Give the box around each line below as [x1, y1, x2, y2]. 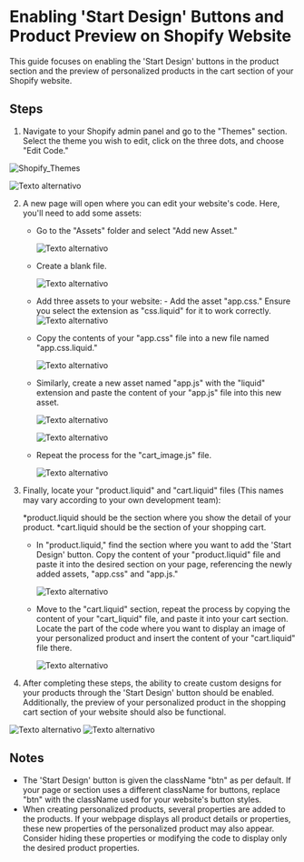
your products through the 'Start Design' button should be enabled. [22, 687, 275, 697]
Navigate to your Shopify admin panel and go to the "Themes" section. [22, 125, 288, 136]
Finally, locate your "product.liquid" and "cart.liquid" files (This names [22, 485, 284, 496]
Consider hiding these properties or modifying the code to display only [22, 832, 288, 843]
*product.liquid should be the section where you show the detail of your [22, 512, 292, 523]
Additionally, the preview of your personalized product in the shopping [22, 697, 286, 707]
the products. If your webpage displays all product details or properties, [22, 813, 291, 824]
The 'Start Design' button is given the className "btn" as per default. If [22, 775, 292, 786]
